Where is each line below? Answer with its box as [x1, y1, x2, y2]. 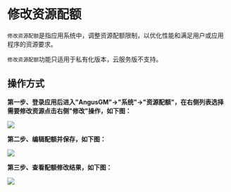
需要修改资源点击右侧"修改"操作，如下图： [7, 107, 132, 115]
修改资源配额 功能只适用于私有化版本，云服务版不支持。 [7, 54, 163, 64]
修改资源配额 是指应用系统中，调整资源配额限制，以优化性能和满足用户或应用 [7, 31, 224, 40]
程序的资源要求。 [7, 40, 57, 48]
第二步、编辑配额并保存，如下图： [7, 135, 106, 143]
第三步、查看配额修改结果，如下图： [7, 163, 113, 172]
